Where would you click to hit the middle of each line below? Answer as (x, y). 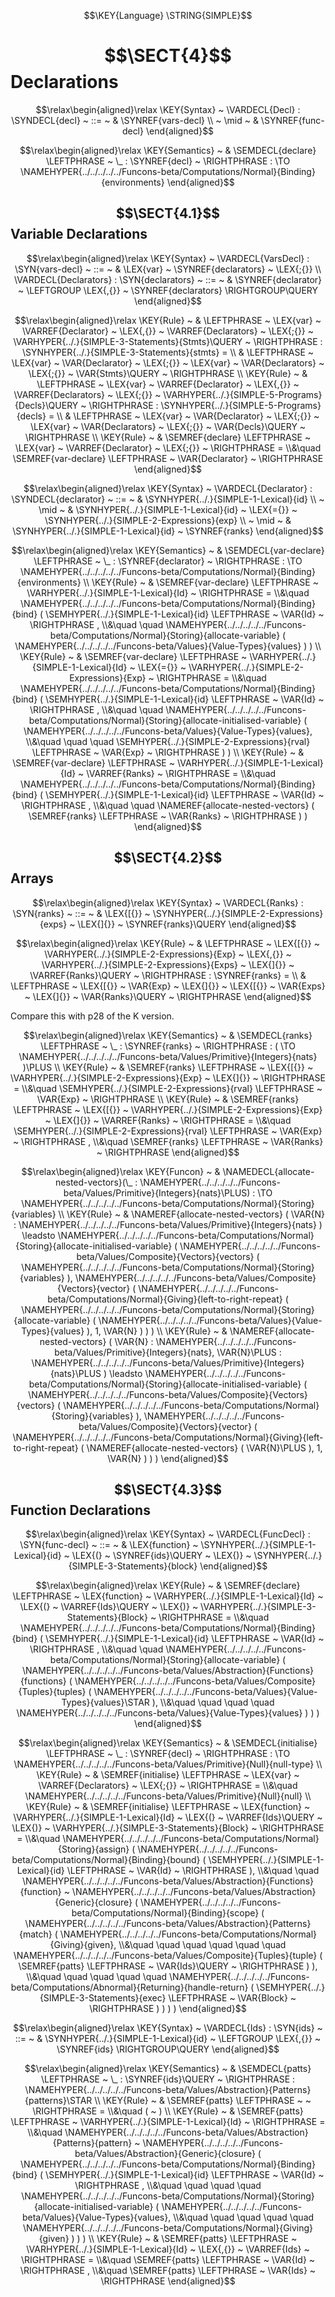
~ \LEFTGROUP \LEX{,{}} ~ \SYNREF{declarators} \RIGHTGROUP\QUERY (168, 290)
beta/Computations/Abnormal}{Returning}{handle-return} (129, 1987)
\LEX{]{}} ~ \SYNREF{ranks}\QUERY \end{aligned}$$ (187, 924)
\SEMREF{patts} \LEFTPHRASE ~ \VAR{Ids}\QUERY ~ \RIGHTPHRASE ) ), (168, 1966)
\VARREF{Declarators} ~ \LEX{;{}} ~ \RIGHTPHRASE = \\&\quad (168, 1786)
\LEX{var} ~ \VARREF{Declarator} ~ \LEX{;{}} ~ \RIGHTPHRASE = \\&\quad (168, 447)
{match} (35, 1934)
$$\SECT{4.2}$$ (168, 858)
